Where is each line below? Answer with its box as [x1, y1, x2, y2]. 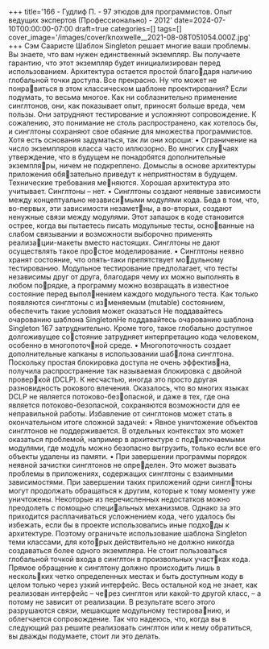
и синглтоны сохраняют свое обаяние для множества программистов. [8, 126, 254, 136]
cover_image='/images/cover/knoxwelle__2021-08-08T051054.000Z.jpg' [8, 32, 251, 42]
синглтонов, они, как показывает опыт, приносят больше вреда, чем [8, 101, 246, 110]
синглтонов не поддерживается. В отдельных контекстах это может [8, 426, 244, 436]
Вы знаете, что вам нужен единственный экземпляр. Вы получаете [8, 50, 241, 59]
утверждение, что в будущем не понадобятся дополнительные [8, 152, 226, 162]
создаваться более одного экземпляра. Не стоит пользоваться [8, 546, 228, 555]
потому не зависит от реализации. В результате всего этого [8, 597, 216, 606]
